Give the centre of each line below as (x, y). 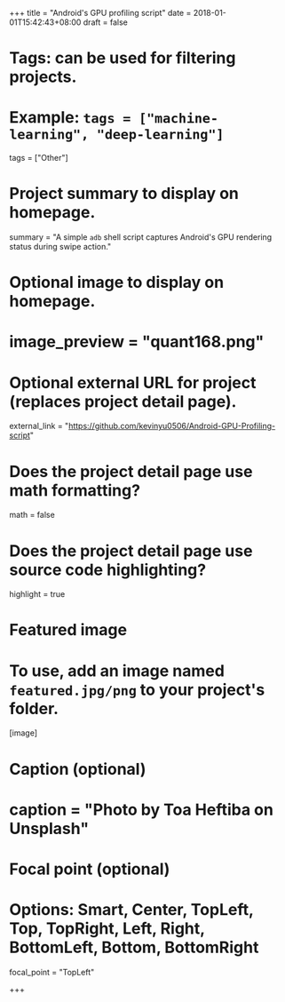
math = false (32, 515)
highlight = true (37, 594)
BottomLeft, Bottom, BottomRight (134, 947)
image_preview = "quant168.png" (137, 342)
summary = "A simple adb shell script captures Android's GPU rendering (141, 237)
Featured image (68, 630)
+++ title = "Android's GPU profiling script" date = (100, 13)
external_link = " (39, 426)
